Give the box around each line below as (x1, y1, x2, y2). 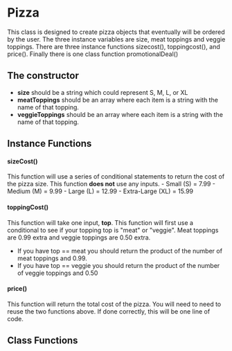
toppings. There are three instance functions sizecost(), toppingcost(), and (7, 42, 220, 51)
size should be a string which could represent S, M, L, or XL (17, 88, 188, 96)
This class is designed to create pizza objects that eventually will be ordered (7, 28, 225, 36)
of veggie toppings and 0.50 (17, 269, 98, 277)
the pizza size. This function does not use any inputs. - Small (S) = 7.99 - (7, 180, 216, 188)
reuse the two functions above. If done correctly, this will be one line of (7, 307, 211, 316)
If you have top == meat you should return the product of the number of (17, 246, 223, 255)
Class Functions (7, 334, 78, 347)
